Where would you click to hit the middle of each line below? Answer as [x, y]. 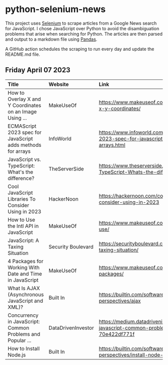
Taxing [16, 246]
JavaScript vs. [24, 159]
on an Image [22, 112]
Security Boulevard [71, 246]
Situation [18, 253]
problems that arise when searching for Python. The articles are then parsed [84, 34]
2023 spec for [24, 132]
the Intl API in [23, 226]
